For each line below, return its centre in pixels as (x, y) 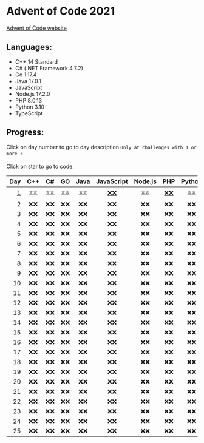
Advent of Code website (36, 28)
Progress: (25, 133)
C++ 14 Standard (36, 61)
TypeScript (29, 113)
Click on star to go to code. (40, 166)
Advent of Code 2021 (61, 11)
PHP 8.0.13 (29, 100)
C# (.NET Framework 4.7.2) (49, 68)
